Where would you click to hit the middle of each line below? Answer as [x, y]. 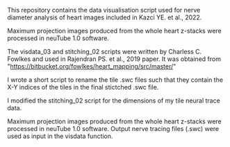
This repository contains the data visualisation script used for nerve [104, 10]
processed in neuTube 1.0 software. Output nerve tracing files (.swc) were [113, 129]
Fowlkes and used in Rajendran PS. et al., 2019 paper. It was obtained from [114, 59]
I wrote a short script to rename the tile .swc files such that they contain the [115, 80]
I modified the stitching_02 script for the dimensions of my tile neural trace [114, 101]
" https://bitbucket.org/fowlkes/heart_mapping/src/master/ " [92, 66]
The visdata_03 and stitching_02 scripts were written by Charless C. [105, 52]
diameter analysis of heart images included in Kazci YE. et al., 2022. [105, 17]
